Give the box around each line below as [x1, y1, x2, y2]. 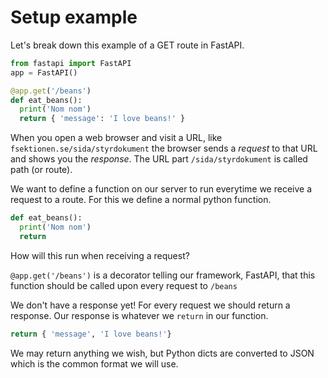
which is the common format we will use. [10, 357, 179, 370]
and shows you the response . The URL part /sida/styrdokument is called [10, 153, 308, 165]
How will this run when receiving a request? [10, 249, 190, 261]
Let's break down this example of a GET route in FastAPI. [10, 39, 245, 51]
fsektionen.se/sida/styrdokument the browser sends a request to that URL [10, 142, 318, 155]
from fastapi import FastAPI [10, 58, 132, 68]
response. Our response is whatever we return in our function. [10, 309, 269, 321]
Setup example [10, 6, 138, 29]
